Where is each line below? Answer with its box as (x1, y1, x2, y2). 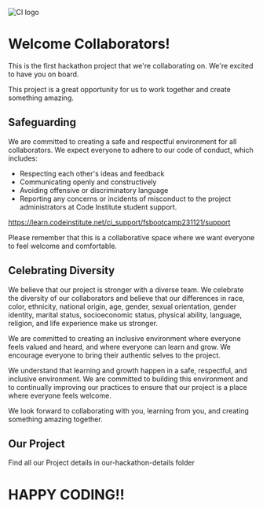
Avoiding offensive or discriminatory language (19, 185, 169, 195)
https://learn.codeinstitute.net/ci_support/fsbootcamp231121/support (8, 217, 231, 227)
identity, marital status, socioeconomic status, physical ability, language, (8, 310, 243, 319)
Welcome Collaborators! (8, 35, 170, 53)
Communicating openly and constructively (19, 177, 157, 187)
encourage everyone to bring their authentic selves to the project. (8, 350, 221, 360)
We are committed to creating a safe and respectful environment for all (8, 136, 237, 146)
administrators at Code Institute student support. (19, 202, 177, 212)
